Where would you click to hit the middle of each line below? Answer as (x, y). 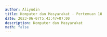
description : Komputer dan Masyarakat (44, 23)
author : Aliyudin (22, 9)
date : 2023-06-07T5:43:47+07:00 (37, 18)
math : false (17, 27)
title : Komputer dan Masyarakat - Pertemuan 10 (54, 14)
